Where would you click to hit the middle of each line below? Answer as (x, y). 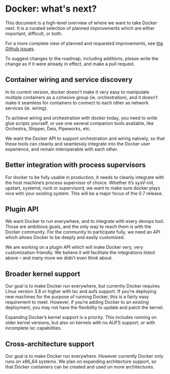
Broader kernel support (43, 274)
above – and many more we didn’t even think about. (59, 258)
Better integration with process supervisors (75, 165)
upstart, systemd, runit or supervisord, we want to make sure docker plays (83, 188)
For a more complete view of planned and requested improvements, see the (84, 43)
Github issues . (20, 49)
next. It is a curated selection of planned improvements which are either (80, 28)
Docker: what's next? (51, 9)
